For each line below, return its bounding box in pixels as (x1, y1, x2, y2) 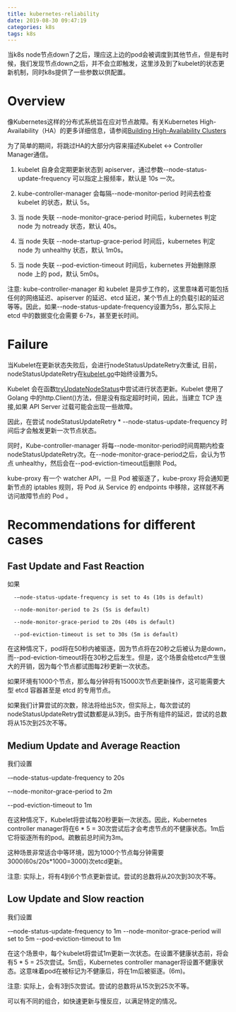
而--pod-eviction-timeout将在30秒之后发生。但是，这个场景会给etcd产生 (7, 653, 220, 662)
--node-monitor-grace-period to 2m (7, 787, 113, 795)
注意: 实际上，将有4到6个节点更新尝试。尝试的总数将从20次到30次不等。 (7, 872, 220, 880)
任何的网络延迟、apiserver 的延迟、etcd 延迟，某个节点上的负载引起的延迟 (7, 294, 225, 302)
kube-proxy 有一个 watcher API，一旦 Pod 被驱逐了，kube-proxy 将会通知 (7, 474, 223, 483)
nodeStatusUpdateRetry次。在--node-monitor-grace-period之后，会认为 (7, 450, 220, 459)
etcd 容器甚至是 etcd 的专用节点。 (15, 686, 115, 694)
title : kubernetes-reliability (7, 10, 100, 18)
